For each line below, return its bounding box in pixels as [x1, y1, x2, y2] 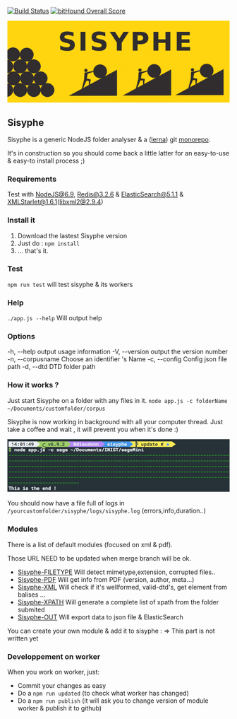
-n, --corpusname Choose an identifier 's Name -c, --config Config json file [7, 355, 228, 363]
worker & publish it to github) [17, 704, 102, 713]
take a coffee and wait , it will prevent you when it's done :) [7, 425, 178, 433]
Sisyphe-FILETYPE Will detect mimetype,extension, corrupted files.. [17, 568, 216, 576]
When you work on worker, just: [7, 668, 100, 677]
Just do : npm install [17, 239, 80, 247]
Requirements [7, 174, 57, 184]
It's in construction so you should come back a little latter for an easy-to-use [7, 148, 230, 157]
